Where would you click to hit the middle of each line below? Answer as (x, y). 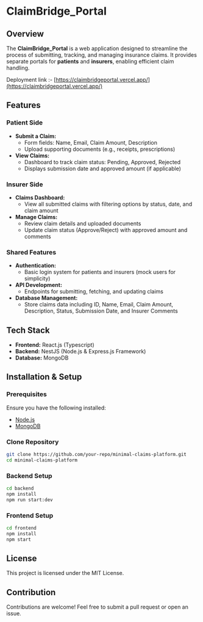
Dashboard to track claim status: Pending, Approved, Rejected (102, 162)
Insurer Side (25, 184)
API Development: (39, 285)
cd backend (20, 489)
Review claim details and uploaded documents (83, 223)
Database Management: (46, 298)
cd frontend (21, 528)
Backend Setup (30, 476)
